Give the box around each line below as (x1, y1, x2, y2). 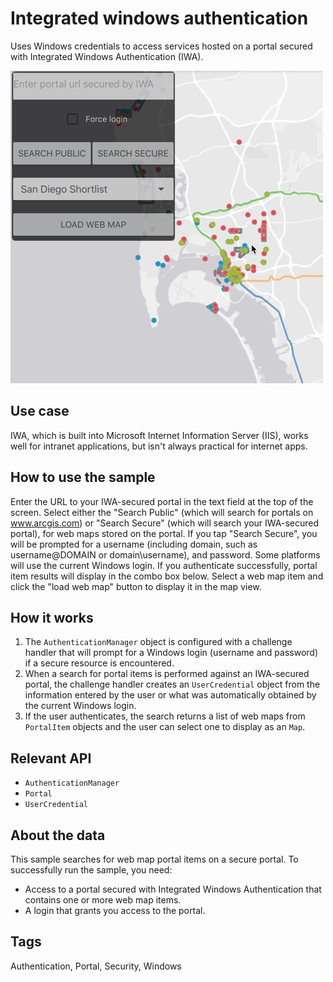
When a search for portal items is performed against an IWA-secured (24, 668, 310, 680)
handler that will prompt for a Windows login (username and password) (24, 647, 319, 659)
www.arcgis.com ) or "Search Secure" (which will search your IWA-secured (10, 517, 320, 529)
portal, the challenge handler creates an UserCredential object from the (24, 678, 321, 691)
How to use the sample (10, 469, 156, 486)
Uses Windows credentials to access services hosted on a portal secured (10, 40, 313, 52)
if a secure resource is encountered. (24, 657, 175, 669)
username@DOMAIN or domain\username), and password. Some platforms (10, 548, 321, 561)
